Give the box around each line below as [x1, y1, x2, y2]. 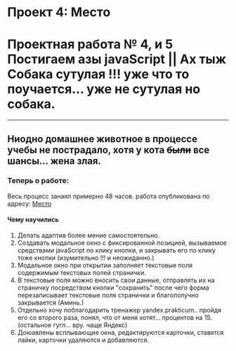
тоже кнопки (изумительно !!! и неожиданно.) [17, 254, 155, 262]
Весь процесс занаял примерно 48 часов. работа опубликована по [7, 191, 210, 200]
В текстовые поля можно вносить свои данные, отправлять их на [17, 276, 216, 285]
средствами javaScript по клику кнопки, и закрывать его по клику [17, 246, 216, 255]
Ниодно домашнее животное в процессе [7, 133, 198, 145]
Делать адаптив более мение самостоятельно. [17, 231, 160, 240]
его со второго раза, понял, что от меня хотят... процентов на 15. [17, 314, 213, 322]
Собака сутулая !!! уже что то [7, 66, 190, 82]
